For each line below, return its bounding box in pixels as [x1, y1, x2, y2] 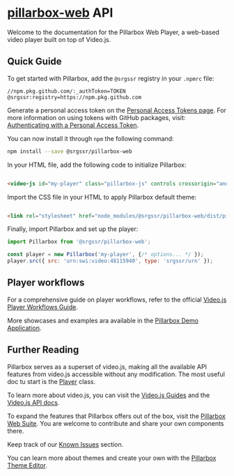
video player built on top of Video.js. [7, 35, 111, 43]
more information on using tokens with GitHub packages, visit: [7, 113, 186, 121]
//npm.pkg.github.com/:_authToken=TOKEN [7, 87, 127, 95]
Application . [7, 323, 42, 332]
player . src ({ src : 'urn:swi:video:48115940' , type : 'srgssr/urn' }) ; [7, 258, 214, 265]
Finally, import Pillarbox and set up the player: [7, 225, 139, 233]
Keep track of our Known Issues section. [7, 440, 124, 448]
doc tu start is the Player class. [7, 377, 96, 385]
